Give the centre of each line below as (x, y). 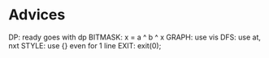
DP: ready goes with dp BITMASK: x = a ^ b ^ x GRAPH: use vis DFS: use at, (135, 37)
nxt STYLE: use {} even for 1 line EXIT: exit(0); (85, 45)
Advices (37, 15)
